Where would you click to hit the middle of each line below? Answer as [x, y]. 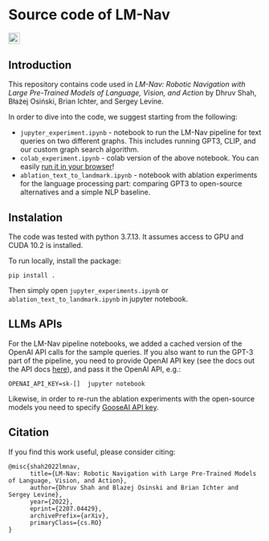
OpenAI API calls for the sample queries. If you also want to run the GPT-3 [131, 352]
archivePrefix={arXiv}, [69, 515]
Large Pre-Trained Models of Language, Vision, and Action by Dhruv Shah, [132, 93]
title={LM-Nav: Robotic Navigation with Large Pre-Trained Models [143, 474]
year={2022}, [51, 502]
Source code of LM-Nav [89, 15]
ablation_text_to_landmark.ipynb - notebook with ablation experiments [139, 175]
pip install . [32, 276]
